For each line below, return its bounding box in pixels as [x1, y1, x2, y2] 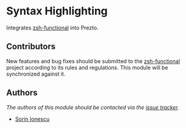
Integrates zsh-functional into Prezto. [6, 24, 99, 31]
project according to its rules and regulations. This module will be [6, 64, 169, 71]
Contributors [6, 41, 56, 52]
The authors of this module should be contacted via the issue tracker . [6, 103, 179, 111]
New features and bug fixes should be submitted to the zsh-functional [6, 57, 181, 64]
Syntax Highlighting [6, 4, 108, 18]
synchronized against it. [6, 70, 66, 78]
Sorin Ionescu [14, 115, 50, 123]
